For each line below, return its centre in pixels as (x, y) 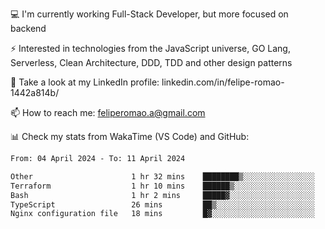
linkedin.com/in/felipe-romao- (223, 82)
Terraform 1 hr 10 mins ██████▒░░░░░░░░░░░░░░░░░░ (162, 186)
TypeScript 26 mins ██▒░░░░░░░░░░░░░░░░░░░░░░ (162, 204)
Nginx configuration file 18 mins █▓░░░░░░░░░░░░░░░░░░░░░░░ (162, 214)
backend (28, 28)
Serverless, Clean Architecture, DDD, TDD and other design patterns (151, 62)
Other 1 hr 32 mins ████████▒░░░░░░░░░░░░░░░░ (162, 176)
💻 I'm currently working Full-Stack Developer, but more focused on (149, 14)
